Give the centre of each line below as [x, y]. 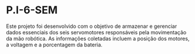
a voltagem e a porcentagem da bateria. [54, 45]
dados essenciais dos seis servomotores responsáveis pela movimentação [96, 32]
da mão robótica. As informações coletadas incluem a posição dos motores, [98, 38]
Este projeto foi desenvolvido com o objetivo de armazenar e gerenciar [92, 26]
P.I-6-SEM [32, 10]
